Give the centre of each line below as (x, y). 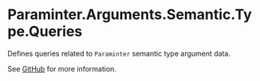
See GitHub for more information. (62, 68)
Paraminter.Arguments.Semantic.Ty (130, 15)
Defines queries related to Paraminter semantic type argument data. (119, 53)
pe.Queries (45, 31)
